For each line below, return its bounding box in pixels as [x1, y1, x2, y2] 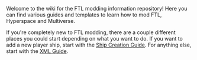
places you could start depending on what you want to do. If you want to [6, 35, 183, 42]
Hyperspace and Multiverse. [6, 18, 76, 24]
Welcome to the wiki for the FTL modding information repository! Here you [6, 5, 188, 12]
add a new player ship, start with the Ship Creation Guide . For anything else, [6, 41, 192, 48]
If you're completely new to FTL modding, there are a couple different [6, 29, 176, 36]
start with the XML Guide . [6, 48, 69, 55]
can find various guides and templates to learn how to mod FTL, [6, 11, 162, 18]
